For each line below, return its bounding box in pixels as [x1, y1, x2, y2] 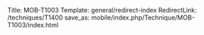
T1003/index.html [7, 21, 59, 29]
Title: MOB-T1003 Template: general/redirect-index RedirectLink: [7, 6, 197, 14]
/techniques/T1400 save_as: [7, 13, 90, 22]
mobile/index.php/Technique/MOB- [91, 13, 195, 22]
